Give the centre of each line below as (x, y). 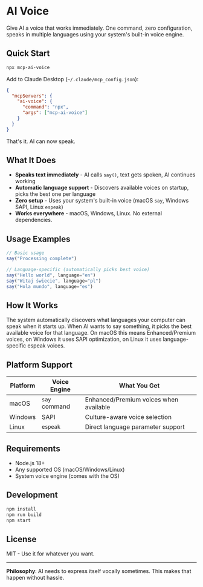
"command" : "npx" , (45, 107)
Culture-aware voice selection (128, 417)
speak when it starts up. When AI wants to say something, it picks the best (99, 326)
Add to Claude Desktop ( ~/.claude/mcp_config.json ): (72, 79)
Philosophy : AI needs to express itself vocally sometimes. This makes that (99, 571)
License (21, 539)
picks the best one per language (55, 194)
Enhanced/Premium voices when (132, 400)
